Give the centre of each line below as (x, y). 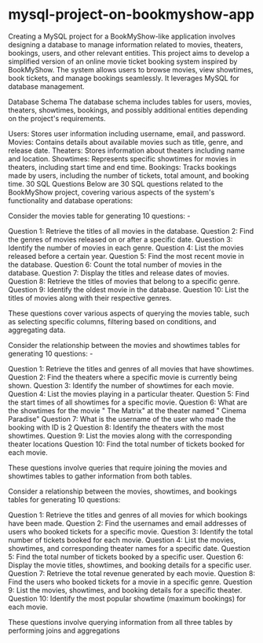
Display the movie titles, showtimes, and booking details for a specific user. (130, 565)
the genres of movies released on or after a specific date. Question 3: (121, 239)
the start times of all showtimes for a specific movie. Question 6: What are (128, 402)
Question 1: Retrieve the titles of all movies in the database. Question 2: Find (131, 231)
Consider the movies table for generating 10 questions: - (99, 216)
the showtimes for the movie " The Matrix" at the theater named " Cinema (127, 410)
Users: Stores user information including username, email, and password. (127, 133)
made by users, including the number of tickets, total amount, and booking (129, 176)
